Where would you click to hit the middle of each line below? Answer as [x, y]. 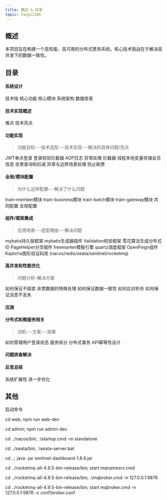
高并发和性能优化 [23, 266]
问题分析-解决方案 [36, 278]
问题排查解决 [18, 355]
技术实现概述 [18, 111]
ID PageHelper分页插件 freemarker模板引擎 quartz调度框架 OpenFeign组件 [82, 247]
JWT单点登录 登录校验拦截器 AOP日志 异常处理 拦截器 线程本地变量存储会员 [83, 158]
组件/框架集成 [19, 218]
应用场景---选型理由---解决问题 [50, 230]
